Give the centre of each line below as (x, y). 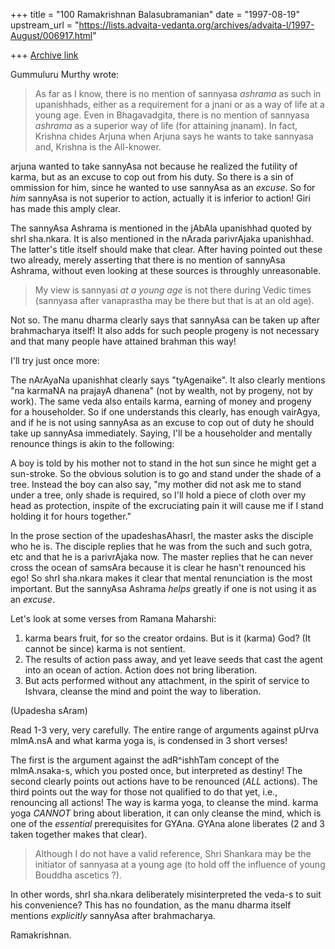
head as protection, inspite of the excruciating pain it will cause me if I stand (167, 505)
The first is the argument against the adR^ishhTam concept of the (145, 760)
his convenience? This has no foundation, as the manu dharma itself (151, 905)
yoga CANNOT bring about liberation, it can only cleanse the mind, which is (166, 813)
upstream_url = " (45, 25)
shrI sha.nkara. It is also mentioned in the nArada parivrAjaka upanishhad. (162, 238)
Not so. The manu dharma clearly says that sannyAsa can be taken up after (165, 320)
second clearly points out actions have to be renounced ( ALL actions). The (164, 781)
